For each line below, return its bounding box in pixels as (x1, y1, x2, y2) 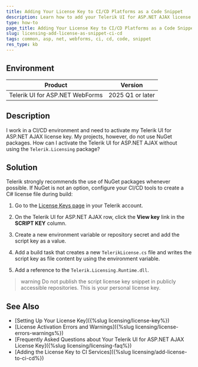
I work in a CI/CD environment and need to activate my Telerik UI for (6, 126, 172, 133)
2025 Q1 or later (108, 91, 155, 99)
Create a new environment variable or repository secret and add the (14, 231, 180, 238)
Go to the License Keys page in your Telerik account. (14, 202, 143, 209)
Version (120, 81, 143, 89)
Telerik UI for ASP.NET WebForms (9, 91, 103, 99)
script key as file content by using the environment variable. (14, 255, 160, 263)
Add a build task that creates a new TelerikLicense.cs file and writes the (14, 249, 192, 256)
